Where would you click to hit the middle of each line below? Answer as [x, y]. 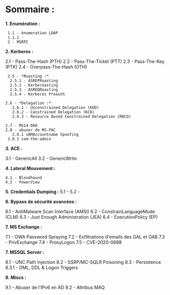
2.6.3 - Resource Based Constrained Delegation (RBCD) [71, 116]
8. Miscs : [16, 277]
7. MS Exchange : [24, 227]
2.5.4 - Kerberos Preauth [38, 94]
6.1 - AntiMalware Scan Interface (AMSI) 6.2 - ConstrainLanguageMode [80, 212]
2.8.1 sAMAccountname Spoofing [45, 134]
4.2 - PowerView [22, 182]
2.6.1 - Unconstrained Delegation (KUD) [56, 108]
